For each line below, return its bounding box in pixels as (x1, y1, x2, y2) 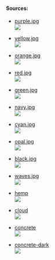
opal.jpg (14, 138, 34, 145)
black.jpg (14, 155, 36, 162)
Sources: (6, 5, 28, 12)
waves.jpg (14, 173, 39, 180)
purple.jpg (14, 18, 39, 25)
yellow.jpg (14, 35, 39, 42)
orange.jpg (14, 52, 41, 59)
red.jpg (14, 69, 32, 76)
